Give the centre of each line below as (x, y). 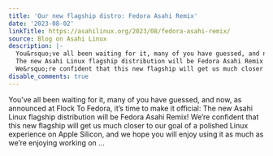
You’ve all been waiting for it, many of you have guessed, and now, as (125, 99)
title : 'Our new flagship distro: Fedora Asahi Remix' (103, 16)
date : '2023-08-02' (41, 24)
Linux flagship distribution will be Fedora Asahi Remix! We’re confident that (134, 117)
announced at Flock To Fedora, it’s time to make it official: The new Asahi (131, 108)
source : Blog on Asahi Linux (58, 39)
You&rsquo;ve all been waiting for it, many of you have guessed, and (138, 54)
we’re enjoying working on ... (57, 142)
